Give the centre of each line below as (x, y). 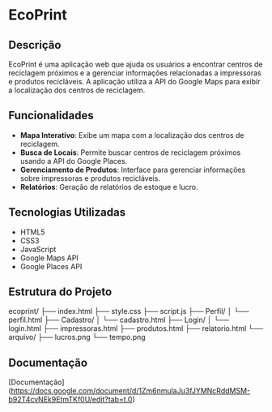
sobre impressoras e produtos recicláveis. (90, 178)
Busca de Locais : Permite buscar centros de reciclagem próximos (130, 152)
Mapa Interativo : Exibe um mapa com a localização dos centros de (132, 135)
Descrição (35, 45)
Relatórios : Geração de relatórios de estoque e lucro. (109, 187)
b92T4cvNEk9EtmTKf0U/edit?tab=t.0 (70, 400)
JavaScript (38, 249)
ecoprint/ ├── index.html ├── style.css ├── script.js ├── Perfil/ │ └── (129, 311)
